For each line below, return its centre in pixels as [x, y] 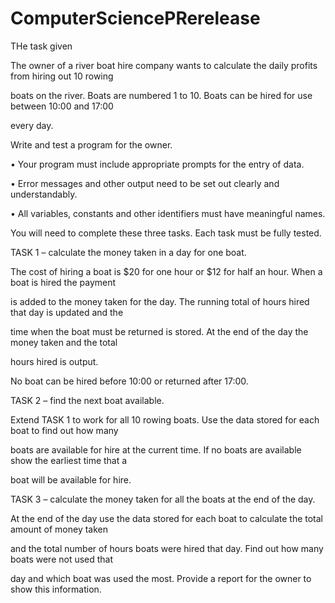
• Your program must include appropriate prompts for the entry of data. [157, 164]
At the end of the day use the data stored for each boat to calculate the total [167, 518]
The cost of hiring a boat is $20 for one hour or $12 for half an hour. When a [166, 271]
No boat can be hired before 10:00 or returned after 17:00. [129, 381]
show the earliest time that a [69, 460]
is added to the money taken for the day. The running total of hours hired [160, 301]
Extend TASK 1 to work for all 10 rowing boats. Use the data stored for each [165, 419]
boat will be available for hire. [71, 479]
